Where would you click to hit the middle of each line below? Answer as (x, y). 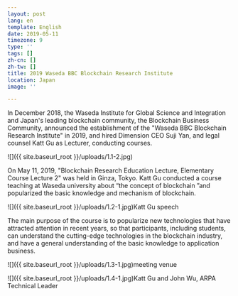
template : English (34, 27)
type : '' (20, 47)
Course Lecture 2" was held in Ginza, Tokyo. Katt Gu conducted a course (114, 178)
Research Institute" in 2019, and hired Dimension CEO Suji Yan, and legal (114, 136)
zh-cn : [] (22, 60)
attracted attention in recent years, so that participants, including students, (117, 229)
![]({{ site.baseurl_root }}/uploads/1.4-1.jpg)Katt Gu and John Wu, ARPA (112, 278)
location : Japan (31, 80)
